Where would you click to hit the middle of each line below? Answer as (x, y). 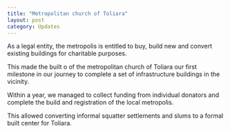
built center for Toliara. (40, 123)
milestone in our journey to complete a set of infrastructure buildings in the (114, 74)
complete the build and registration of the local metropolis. (90, 103)
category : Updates (33, 26)
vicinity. (18, 82)
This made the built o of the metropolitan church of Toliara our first (102, 67)
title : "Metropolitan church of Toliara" (68, 14)
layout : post (26, 20)
